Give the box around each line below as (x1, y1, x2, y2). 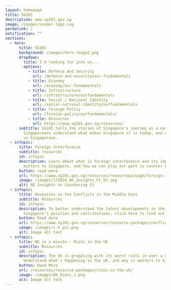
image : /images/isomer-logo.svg (5, 21, 74, 27)
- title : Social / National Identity (27, 97, 108, 102)
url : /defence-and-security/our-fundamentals (32, 74, 131, 79)
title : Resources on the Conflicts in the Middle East (18, 192, 138, 197)
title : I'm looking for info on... (23, 60, 99, 65)
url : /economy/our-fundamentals (32, 83, 101, 88)
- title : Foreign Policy (27, 107, 81, 112)
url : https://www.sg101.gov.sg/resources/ (32, 121, 124, 126)
